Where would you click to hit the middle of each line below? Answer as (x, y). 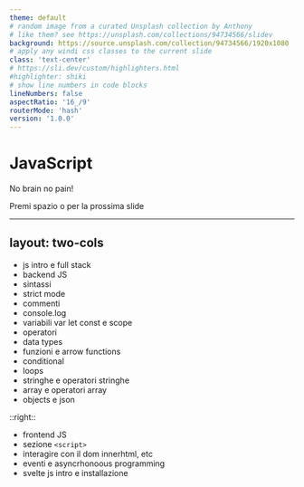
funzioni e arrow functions (71, 351)
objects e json (48, 399)
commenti (41, 303)
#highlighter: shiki (48, 77)
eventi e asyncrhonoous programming (94, 463)
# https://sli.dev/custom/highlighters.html (95, 69)
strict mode (44, 293)
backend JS (45, 274)
